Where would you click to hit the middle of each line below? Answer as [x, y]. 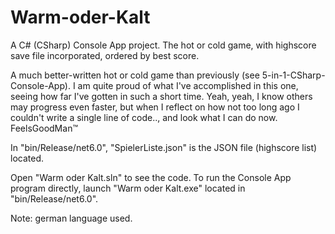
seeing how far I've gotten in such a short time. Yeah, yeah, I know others [161, 96]
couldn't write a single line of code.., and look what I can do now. [144, 117]
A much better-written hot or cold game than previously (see [135, 75]
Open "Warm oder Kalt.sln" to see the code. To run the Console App [151, 177]
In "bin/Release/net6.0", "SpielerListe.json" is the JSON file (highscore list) [164, 147]
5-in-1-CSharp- [293, 75]
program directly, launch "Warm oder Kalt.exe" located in [128, 188]
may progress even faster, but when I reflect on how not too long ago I [155, 107]
